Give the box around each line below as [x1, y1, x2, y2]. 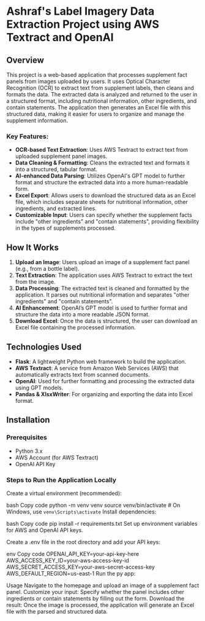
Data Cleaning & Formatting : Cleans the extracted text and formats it [15, 159, 190, 166]
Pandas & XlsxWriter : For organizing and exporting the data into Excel [15, 390, 193, 397]
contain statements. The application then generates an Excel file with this [6, 104, 191, 111]
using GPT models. [15, 384, 64, 391]
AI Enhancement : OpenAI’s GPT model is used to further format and [15, 304, 188, 311]
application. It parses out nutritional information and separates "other [15, 291, 190, 299]
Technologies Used [6, 342, 81, 352]
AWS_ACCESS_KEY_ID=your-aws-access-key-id [6, 557, 130, 564]
